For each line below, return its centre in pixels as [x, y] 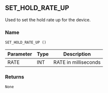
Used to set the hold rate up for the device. [48, 19]
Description [77, 54]
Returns [15, 77]
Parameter [20, 54]
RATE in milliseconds [77, 62]
